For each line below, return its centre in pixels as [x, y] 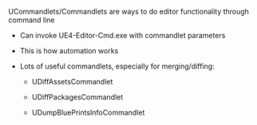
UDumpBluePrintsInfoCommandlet [88, 112]
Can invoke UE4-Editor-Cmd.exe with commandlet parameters [123, 35]
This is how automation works [69, 51]
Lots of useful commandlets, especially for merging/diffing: [117, 66]
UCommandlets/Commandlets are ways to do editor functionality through [129, 12]
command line [32, 20]
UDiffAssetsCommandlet [72, 82]
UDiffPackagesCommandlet [77, 97]
